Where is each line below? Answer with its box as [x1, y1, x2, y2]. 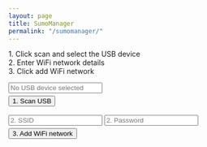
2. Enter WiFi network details [8, 58, 106, 67]
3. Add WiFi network [12, 129, 73, 138]
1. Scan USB [12, 97, 52, 106]
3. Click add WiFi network [8, 67, 95, 76]
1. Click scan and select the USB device [8, 50, 140, 59]
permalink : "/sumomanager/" [8, 27, 104, 35]
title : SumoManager [8, 19, 75, 28]
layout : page [8, 11, 53, 20]
